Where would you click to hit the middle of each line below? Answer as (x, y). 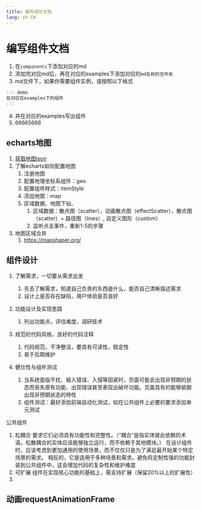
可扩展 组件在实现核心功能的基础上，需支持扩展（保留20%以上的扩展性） (105, 472)
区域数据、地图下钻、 (50, 203)
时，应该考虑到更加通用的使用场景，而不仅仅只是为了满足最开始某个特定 (104, 450)
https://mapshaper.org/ (52, 240)
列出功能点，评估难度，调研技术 (63, 321)
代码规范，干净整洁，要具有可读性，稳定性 (76, 347)
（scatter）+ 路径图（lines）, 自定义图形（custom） (97, 218)
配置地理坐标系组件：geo (55, 181)
